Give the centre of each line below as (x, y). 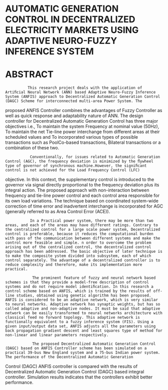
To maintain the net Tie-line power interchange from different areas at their (82, 132)
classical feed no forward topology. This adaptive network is (73, 318)
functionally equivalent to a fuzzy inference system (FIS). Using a (79, 322)
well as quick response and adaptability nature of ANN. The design (74, 116)
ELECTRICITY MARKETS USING (72, 30)
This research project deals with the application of (85, 88)
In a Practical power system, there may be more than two (92, 221)
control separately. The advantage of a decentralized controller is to (83, 260)
